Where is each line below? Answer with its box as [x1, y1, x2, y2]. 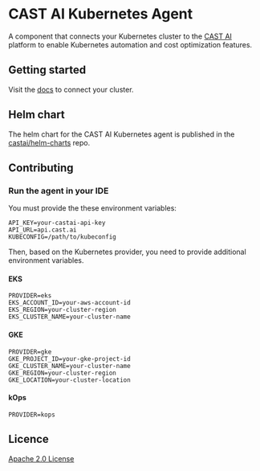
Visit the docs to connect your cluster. [8, 84, 134, 94]
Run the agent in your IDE [8, 185, 109, 196]
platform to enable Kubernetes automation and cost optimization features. [8, 39, 253, 49]
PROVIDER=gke [8, 347, 52, 356]
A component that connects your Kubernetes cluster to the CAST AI [8, 31, 233, 41]
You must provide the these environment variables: [8, 203, 177, 213]
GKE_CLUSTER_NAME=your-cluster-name [8, 362, 131, 370]
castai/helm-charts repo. [8, 137, 91, 147]
